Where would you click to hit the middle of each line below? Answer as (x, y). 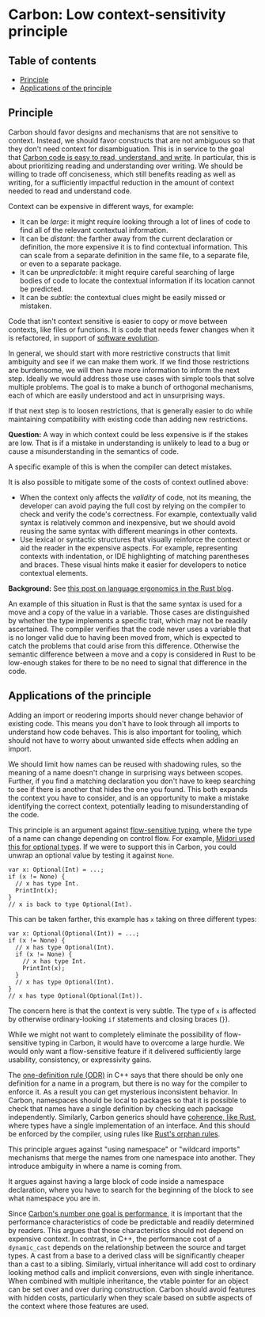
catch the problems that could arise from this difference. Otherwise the (124, 645)
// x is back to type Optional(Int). (70, 904)
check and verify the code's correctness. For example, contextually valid (138, 514)
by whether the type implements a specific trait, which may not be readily (128, 620)
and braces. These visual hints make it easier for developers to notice (133, 565)
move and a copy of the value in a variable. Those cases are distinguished (129, 612)
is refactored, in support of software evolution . (84, 337)
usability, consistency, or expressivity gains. (80, 1060)
